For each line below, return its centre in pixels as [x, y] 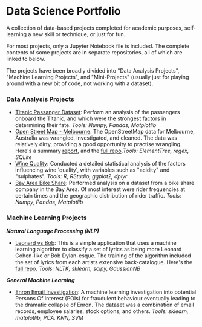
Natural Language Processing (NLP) [53, 231]
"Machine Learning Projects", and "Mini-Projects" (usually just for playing [98, 77]
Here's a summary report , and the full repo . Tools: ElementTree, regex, [102, 151]
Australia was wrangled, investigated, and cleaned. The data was [96, 138]
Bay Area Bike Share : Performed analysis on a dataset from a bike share [105, 183]
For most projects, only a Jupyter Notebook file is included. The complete [98, 46]
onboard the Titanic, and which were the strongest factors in [90, 118]
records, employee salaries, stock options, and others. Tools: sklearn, [102, 311]
